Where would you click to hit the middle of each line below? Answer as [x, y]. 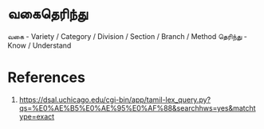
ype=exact [37, 116]
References [46, 78]
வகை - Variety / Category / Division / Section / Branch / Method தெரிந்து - [128, 36]
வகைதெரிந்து [48, 14]
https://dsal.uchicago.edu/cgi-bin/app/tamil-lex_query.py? [115, 100]
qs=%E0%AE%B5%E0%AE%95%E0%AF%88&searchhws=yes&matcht [137, 107]
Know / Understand [39, 45]
